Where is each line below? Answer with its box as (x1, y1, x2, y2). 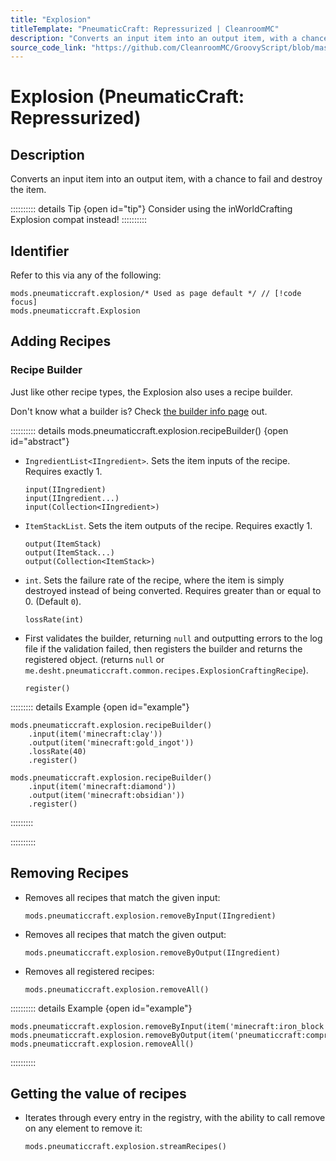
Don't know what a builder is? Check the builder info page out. (10, 405, 268, 417)
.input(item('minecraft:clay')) (28, 729, 163, 739)
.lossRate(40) (28, 746, 87, 756)
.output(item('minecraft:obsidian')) (28, 790, 186, 800)
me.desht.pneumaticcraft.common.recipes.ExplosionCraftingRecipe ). (24, 664, 309, 676)
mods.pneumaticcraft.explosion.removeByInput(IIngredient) (24, 911, 277, 921)
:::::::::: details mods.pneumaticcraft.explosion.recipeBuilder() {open (10, 424, 289, 436)
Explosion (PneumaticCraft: (10, 86, 245, 108)
